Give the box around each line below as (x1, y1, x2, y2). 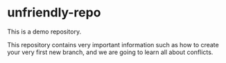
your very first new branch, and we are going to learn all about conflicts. (7, 48, 214, 56)
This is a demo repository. (7, 27, 82, 36)
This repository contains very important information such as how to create (7, 40, 220, 49)
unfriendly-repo (7, 5, 101, 21)
